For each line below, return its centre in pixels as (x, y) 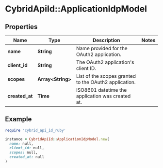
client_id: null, (27, 148)
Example (18, 119)
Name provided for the (102, 48)
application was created (103, 96)
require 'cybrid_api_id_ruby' (36, 130)
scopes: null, (24, 153)
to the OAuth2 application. (106, 82)
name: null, (22, 143)
